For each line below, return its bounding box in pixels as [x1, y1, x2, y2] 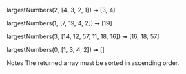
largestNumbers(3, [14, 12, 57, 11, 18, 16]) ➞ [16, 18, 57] [6, 32, 160, 40]
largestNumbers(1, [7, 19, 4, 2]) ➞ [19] [6, 19, 112, 27]
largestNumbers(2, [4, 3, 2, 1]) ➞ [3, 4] [6, 6, 116, 14]
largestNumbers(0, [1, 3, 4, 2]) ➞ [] [6, 46, 105, 53]
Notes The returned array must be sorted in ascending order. [6, 59, 180, 67]
